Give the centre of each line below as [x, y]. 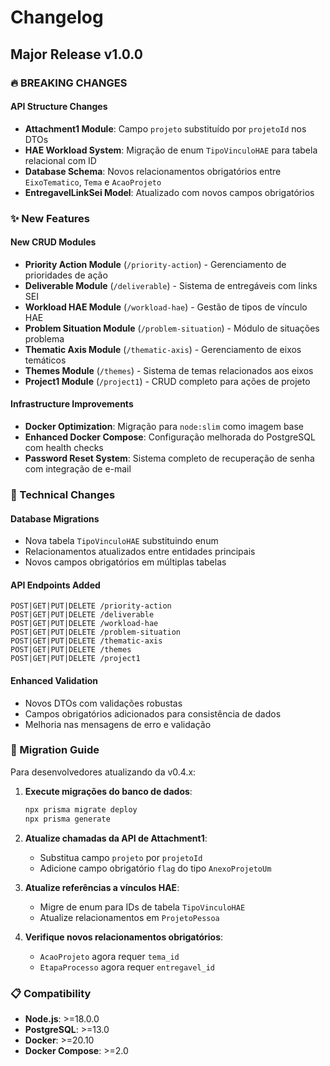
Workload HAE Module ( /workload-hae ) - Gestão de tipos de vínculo [166, 307]
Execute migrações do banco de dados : [108, 791]
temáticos [45, 360]
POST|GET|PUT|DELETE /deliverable [82, 615]
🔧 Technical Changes [63, 494]
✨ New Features [50, 218]
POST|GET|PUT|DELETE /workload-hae [84, 624]
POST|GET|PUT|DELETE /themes [71, 650]
